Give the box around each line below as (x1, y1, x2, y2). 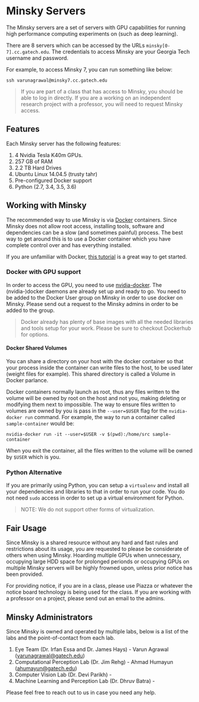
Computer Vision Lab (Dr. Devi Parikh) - (14, 671, 112, 678)
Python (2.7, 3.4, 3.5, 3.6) (14, 183, 77, 190)
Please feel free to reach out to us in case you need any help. (6, 689, 156, 696)
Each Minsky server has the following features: (6, 140, 121, 147)
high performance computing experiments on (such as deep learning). (6, 30, 178, 37)
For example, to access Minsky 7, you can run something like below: (6, 65, 173, 73)
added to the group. (6, 307, 55, 314)
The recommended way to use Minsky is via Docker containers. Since (6, 216, 177, 223)
